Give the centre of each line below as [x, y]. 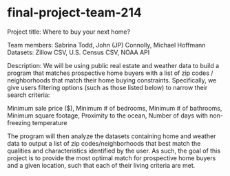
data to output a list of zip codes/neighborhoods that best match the [104, 143]
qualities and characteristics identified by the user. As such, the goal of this [114, 151]
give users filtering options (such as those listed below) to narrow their [107, 87]
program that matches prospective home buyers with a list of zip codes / [110, 73]
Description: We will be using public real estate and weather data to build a [113, 65]
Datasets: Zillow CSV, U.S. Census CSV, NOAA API [79, 52]
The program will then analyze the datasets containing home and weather [112, 136]
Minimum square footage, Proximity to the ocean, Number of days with [108, 115]
